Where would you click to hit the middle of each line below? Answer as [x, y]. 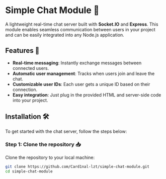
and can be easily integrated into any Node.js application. [65, 35]
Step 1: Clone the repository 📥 [43, 144]
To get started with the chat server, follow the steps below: [66, 131]
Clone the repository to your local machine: [50, 157]
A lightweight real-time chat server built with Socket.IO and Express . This [82, 24]
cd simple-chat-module [29, 171]
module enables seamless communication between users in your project [80, 29]
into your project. [30, 100]
